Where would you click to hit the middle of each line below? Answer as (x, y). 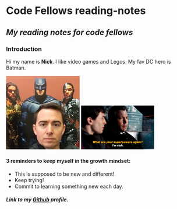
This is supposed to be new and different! (64, 174)
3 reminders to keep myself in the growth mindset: (68, 161)
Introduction (24, 49)
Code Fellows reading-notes (76, 11)
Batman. (16, 68)
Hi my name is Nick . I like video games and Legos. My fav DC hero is (88, 61)
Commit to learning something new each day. (69, 186)
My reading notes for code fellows (70, 32)
